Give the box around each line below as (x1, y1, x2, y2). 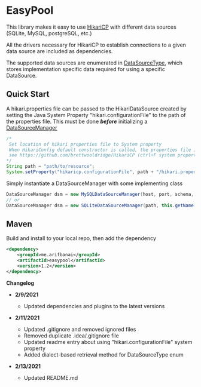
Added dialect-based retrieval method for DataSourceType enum (23, 351, 184, 358)
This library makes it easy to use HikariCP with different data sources (6, 23, 176, 30)
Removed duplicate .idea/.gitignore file (23, 332, 120, 339)
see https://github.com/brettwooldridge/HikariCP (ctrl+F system (8, 152, 175, 158)
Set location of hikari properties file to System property (8, 141, 162, 147)
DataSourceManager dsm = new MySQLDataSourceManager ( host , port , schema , (6, 191, 194, 197)
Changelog (6, 279, 35, 287)
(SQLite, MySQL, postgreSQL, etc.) (6, 29, 92, 36)
